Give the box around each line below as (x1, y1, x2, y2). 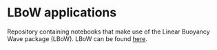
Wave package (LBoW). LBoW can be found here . (7, 34, 148, 42)
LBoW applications (7, 5, 117, 21)
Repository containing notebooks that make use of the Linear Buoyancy (7, 27, 210, 36)
